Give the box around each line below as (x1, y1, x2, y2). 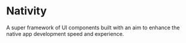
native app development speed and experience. (6, 30, 124, 37)
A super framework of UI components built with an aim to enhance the (6, 24, 180, 31)
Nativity (6, 4, 47, 18)
